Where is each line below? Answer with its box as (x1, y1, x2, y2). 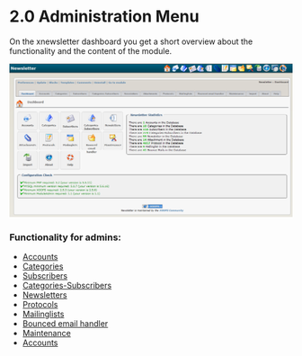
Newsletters (22, 289, 67, 300)
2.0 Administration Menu (9, 6, 200, 27)
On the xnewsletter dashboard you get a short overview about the (9, 36, 253, 47)
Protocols (22, 299, 58, 310)
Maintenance (22, 328, 72, 339)
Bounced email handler (22, 318, 109, 329)
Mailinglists (22, 308, 65, 320)
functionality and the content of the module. (9, 45, 173, 56)
